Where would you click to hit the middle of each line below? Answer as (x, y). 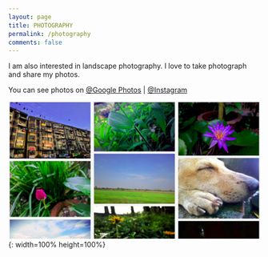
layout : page (30, 17)
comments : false (35, 42)
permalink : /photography (50, 34)
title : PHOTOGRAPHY (41, 25)
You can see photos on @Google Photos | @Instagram (98, 90)
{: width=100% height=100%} (57, 245)
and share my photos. (44, 74)
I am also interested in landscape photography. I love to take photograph (128, 66)
